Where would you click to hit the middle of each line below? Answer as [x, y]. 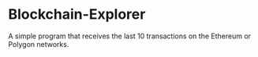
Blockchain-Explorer [77, 14]
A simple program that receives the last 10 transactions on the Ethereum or [129, 36]
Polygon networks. [39, 44]
